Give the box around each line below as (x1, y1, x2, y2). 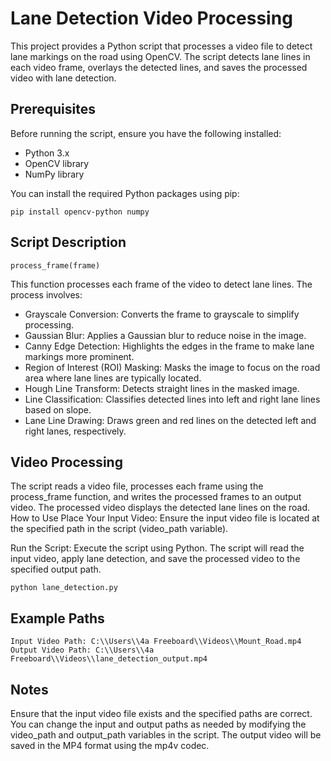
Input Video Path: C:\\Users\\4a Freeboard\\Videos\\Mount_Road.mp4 (10, 637, 302, 647)
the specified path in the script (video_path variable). (10, 523, 229, 535)
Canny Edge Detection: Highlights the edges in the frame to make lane (24, 340, 315, 352)
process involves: (10, 288, 83, 301)
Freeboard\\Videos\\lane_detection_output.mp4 (10, 654, 208, 664)
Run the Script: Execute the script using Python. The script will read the (10, 542, 305, 554)
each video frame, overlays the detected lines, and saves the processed (10, 61, 308, 73)
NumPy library (24, 168, 85, 180)
